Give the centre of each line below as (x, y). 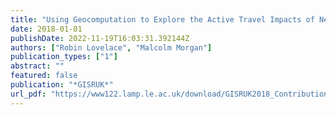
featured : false (44, 76)
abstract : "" (37, 66)
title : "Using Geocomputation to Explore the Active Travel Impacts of (162, 19)
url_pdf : (28, 94)
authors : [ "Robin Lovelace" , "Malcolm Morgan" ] (111, 47)
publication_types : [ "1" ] (64, 57)
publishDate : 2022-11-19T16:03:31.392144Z (100, 38)
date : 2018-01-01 (46, 29)
